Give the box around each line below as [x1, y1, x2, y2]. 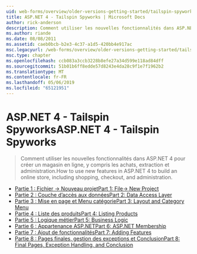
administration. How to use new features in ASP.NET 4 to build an [20, 167, 178, 174]
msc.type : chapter [6, 52, 51, 58]
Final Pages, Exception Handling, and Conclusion [14, 241, 134, 248]
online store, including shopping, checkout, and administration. [20, 173, 173, 181]
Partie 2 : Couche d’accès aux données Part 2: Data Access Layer [14, 191, 172, 198]
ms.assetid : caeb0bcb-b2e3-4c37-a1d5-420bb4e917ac [6, 42, 133, 48]
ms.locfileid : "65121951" [6, 85, 69, 91]
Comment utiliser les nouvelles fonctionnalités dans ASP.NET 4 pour [20, 155, 186, 162]
